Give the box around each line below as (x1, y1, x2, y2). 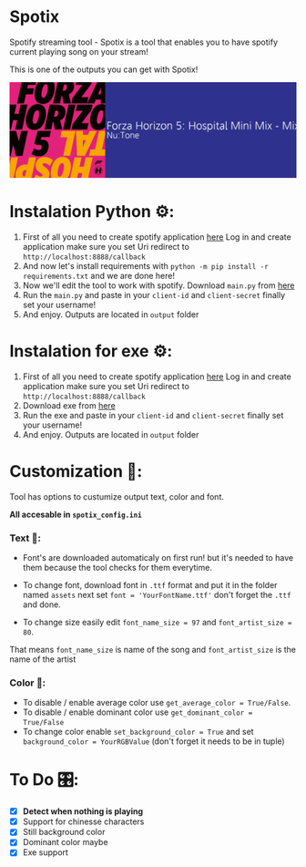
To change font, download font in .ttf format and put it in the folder (22, 579, 278, 590)
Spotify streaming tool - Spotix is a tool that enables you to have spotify (9, 36, 279, 47)
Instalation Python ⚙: (9, 201, 175, 222)
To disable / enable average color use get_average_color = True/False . (22, 697, 291, 708)
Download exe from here (22, 399, 116, 411)
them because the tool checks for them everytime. (22, 562, 212, 573)
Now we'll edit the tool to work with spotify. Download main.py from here (22, 280, 295, 291)
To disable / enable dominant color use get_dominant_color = (22, 707, 253, 717)
